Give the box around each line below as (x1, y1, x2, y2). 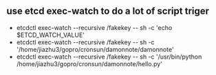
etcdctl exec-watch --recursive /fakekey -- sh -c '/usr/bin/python (16, 52, 202, 61)
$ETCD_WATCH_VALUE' (16, 31, 85, 39)
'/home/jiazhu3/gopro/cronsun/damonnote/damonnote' (16, 45, 174, 53)
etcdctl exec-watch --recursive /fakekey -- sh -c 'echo (16, 23, 173, 31)
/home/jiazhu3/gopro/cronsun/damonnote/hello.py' (16, 59, 163, 67)
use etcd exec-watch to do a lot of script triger (6, 5, 210, 17)
